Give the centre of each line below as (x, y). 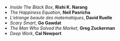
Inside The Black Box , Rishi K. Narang (49, 7)
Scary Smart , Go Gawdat (36, 23)
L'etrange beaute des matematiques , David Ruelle (61, 18)
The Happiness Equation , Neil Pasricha (50, 12)
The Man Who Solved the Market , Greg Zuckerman (62, 28)
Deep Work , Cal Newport (36, 33)
